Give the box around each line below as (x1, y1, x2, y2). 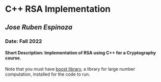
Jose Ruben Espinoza (5, 23, 73, 31)
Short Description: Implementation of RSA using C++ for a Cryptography (5, 50, 156, 56)
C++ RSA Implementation (5, 3, 111, 15)
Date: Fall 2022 (5, 38, 42, 45)
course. (5, 55, 22, 61)
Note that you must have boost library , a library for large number (5, 66, 135, 72)
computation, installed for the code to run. (5, 71, 90, 77)
